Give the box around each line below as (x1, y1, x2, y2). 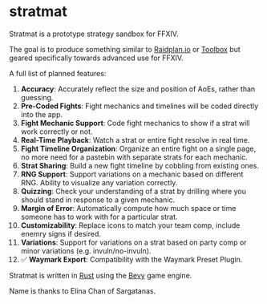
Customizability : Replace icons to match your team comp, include (20, 220, 241, 230)
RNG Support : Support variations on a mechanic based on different (20, 169, 244, 179)
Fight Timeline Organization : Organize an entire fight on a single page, (20, 144, 256, 153)
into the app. (20, 109, 63, 119)
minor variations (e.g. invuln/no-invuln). (20, 245, 152, 255)
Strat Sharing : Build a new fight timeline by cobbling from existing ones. (20, 160, 260, 170)
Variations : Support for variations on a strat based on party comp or (20, 237, 247, 247)
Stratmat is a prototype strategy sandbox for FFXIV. (9, 29, 179, 39)
